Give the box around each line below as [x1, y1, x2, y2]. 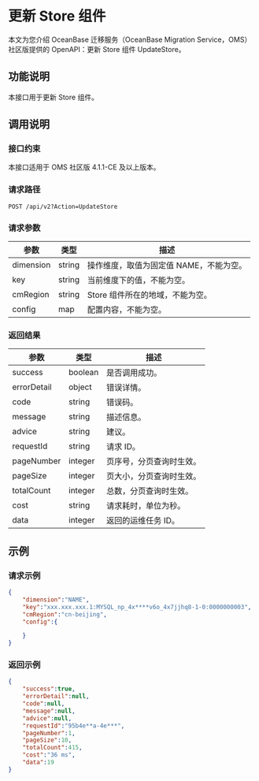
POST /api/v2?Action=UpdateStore [8, 203, 118, 210]
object [68, 381, 92, 392]
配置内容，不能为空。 [87, 304, 167, 315]
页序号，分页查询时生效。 [105, 456, 202, 467]
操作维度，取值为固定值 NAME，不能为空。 [87, 260, 247, 271]
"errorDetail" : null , [22, 693, 90, 701]
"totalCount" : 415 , [22, 744, 83, 752]
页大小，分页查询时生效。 [105, 470, 202, 482]
